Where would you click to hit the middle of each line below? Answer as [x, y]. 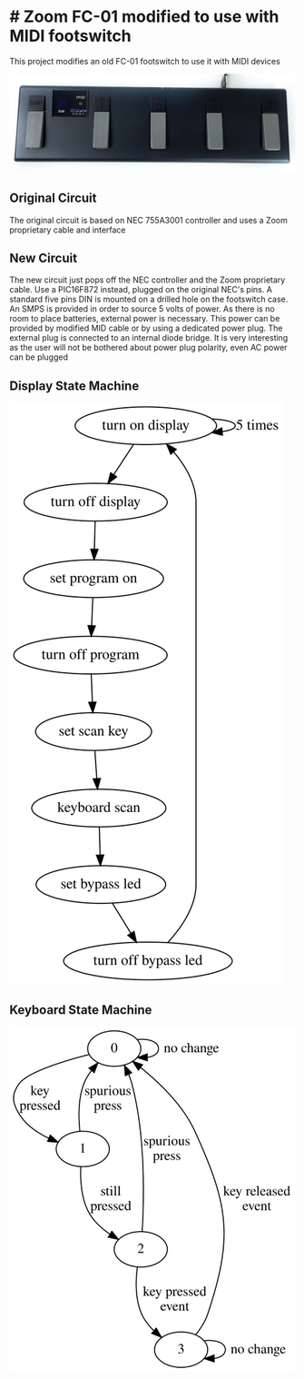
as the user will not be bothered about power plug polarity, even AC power [148, 348]
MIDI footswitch [70, 36]
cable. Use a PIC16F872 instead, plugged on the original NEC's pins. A [141, 290]
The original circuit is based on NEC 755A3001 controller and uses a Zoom [149, 220]
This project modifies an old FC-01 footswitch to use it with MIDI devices [145, 61]
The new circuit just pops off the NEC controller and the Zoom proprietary [147, 280]
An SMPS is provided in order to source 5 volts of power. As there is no [142, 309]
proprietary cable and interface [68, 230]
